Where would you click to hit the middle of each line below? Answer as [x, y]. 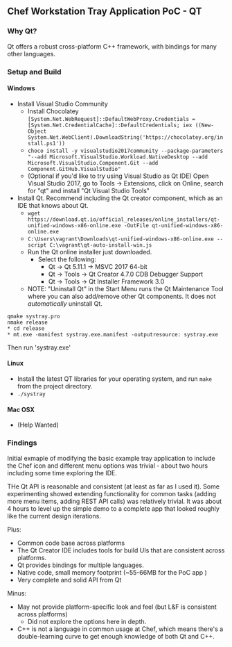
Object [37, 131]
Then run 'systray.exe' [39, 347]
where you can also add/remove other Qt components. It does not [122, 296]
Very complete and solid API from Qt [69, 580]
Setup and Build [34, 72]
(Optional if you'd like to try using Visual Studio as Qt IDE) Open [118, 176]
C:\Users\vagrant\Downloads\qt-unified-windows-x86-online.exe [121, 239]
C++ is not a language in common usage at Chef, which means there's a [120, 629]
